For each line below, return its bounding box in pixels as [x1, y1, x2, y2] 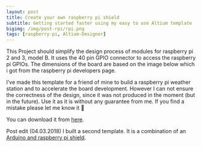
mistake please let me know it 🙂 [6, 104, 85, 111]
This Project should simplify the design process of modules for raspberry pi [6, 48, 194, 55]
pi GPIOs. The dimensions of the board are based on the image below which [6, 61, 195, 68]
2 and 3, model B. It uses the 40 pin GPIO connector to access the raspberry [6, 54, 196, 61]
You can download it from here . [6, 116, 84, 124]
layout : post [6, 8, 39, 15]
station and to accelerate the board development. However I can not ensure [6, 85, 194, 92]
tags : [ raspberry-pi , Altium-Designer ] [6, 31, 106, 37]
